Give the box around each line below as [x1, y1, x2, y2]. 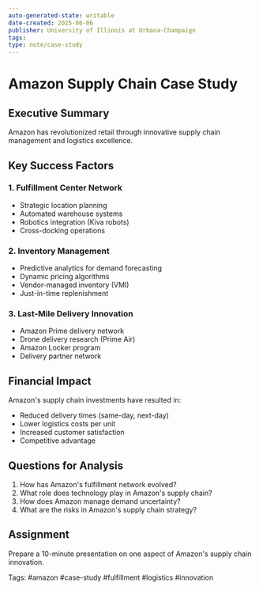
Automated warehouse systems [19, 209, 123, 218]
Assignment [8, 528, 69, 542]
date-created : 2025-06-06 [8, 19, 93, 27]
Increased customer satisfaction [19, 428, 125, 437]
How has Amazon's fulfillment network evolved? [19, 480, 177, 490]
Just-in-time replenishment [19, 289, 109, 298]
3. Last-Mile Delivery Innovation [8, 308, 133, 320]
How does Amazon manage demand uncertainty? [19, 497, 181, 506]
